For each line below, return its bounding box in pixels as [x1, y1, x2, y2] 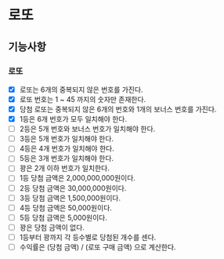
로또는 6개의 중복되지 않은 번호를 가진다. [19, 85, 143, 94]
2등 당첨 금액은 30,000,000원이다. [19, 183, 127, 192]
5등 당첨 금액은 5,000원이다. [19, 213, 107, 222]
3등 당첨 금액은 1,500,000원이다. [19, 193, 121, 202]
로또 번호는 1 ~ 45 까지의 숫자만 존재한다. [19, 94, 146, 104]
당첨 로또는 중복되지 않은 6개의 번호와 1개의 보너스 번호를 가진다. [19, 104, 217, 114]
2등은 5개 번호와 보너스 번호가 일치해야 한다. [19, 124, 156, 133]
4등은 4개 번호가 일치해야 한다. [19, 144, 115, 153]
